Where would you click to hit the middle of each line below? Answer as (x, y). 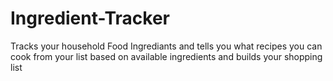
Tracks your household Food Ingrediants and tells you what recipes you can (166, 46)
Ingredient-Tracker (90, 18)
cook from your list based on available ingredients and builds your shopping (166, 56)
